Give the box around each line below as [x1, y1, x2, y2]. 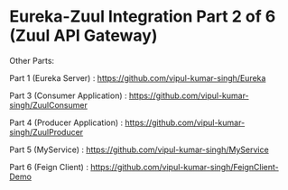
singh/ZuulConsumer [9, 99, 88, 110]
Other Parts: [9, 55, 55, 66]
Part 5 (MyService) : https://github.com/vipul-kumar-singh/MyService [9, 144, 269, 155]
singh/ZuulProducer [9, 126, 84, 137]
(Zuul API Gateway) [9, 25, 158, 46]
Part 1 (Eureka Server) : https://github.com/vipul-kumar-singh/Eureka [9, 72, 266, 83]
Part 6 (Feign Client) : [9, 161, 88, 172]
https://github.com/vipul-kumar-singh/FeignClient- [89, 161, 280, 172]
